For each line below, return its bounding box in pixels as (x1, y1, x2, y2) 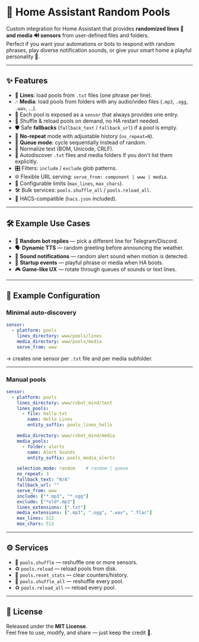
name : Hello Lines (27, 416, 73, 422)
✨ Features (6, 76, 48, 86)
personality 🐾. (6, 53, 40, 60)
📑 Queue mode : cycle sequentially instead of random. (14, 139, 147, 146)
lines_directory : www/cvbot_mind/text (17, 400, 113, 406)
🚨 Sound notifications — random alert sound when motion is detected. (14, 252, 188, 259)
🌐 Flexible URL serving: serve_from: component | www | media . (14, 173, 168, 180)
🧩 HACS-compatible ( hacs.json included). (14, 195, 117, 202)
